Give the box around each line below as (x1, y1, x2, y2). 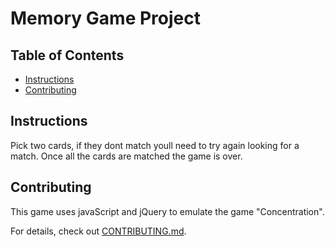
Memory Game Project (10, 7, 201, 30)
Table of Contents (10, 47, 125, 64)
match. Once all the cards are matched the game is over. (10, 150, 243, 162)
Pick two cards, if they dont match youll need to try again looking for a (10, 139, 300, 151)
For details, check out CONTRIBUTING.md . (10, 225, 187, 237)
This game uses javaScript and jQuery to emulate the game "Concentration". (10, 205, 325, 217)
